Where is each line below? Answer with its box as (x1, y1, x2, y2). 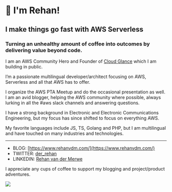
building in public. (5, 63, 43, 69)
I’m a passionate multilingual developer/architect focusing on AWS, (5, 74, 146, 80)
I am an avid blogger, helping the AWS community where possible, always (5, 94, 161, 100)
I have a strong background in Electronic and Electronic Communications (5, 109, 159, 115)
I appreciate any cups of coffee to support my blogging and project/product (5, 165, 165, 172)
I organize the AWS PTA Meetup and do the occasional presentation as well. (5, 89, 165, 95)
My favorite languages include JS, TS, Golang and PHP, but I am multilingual (5, 125, 166, 131)
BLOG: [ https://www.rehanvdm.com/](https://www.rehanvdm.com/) (12, 145, 155, 151)
